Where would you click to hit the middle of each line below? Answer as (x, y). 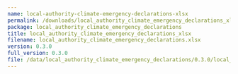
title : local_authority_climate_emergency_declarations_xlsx (100, 33)
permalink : (23, 20)
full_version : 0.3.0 (38, 54)
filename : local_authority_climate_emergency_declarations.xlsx (104, 40)
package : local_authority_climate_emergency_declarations (95, 27)
